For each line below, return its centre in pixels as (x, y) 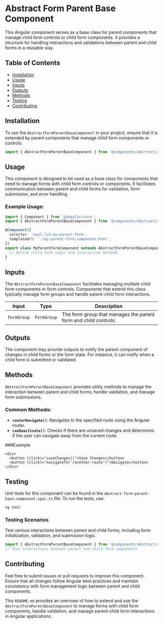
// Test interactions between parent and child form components (71, 549)
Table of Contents (33, 63)
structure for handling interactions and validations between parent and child (81, 42)
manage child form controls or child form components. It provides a (73, 37)
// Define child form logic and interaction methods (64, 253)
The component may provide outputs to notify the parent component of (76, 350)
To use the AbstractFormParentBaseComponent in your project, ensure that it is (81, 133)
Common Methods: (28, 409)
